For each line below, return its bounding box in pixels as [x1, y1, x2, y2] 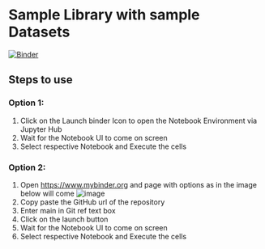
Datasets [8, 23, 71, 41]
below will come [19, 188, 75, 198]
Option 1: [8, 97, 45, 108]
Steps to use [8, 73, 73, 87]
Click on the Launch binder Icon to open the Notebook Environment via [19, 116, 258, 125]
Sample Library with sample [8, 6, 200, 24]
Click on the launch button [19, 214, 109, 224]
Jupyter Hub [19, 124, 62, 134]
